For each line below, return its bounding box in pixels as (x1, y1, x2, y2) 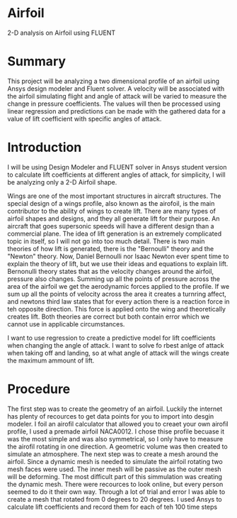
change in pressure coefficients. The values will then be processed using (7, 99, 221, 108)
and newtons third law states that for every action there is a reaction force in (7, 297, 230, 306)
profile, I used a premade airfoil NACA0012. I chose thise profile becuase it (7, 427, 225, 436)
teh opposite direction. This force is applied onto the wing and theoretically (7, 304, 226, 313)
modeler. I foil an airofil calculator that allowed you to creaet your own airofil (7, 419, 229, 428)
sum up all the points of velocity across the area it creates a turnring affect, (7, 290, 226, 298)
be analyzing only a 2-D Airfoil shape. (7, 177, 117, 186)
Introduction (7, 140, 82, 155)
